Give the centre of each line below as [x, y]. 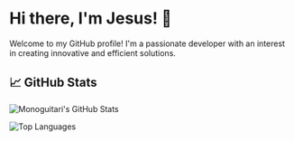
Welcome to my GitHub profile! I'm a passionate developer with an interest [147, 43]
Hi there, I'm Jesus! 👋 [91, 19]
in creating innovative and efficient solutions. [92, 52]
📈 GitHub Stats [53, 83]
